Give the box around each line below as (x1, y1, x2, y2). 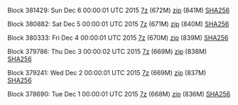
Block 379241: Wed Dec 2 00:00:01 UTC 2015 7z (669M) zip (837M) (7, 69, 207, 77)
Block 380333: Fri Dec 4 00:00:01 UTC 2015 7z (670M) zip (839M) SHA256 (7, 33, 229, 42)
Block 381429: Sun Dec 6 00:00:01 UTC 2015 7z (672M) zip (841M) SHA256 (7, 6, 230, 14)
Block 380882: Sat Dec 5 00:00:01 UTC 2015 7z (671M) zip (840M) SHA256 (7, 20, 229, 28)
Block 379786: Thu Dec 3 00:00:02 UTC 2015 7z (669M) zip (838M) (7, 48, 207, 55)
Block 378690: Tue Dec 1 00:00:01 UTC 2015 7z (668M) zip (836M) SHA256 (7, 90, 231, 98)
